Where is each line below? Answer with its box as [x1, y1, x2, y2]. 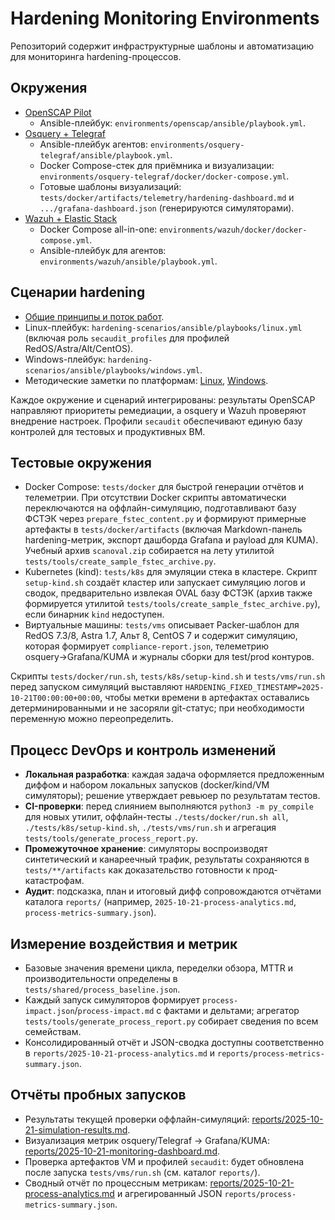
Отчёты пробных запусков [10, 1087, 187, 1104]
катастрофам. [24, 875, 85, 887]
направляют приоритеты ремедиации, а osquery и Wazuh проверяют [10, 404, 307, 416]
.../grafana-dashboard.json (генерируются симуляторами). [39, 202, 295, 214]
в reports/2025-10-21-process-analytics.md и [24, 1047, 216, 1059]
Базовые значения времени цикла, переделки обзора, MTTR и [24, 962, 293, 974]
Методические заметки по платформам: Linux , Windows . [24, 374, 269, 386]
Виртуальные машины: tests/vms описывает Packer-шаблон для [24, 619, 300, 631]
